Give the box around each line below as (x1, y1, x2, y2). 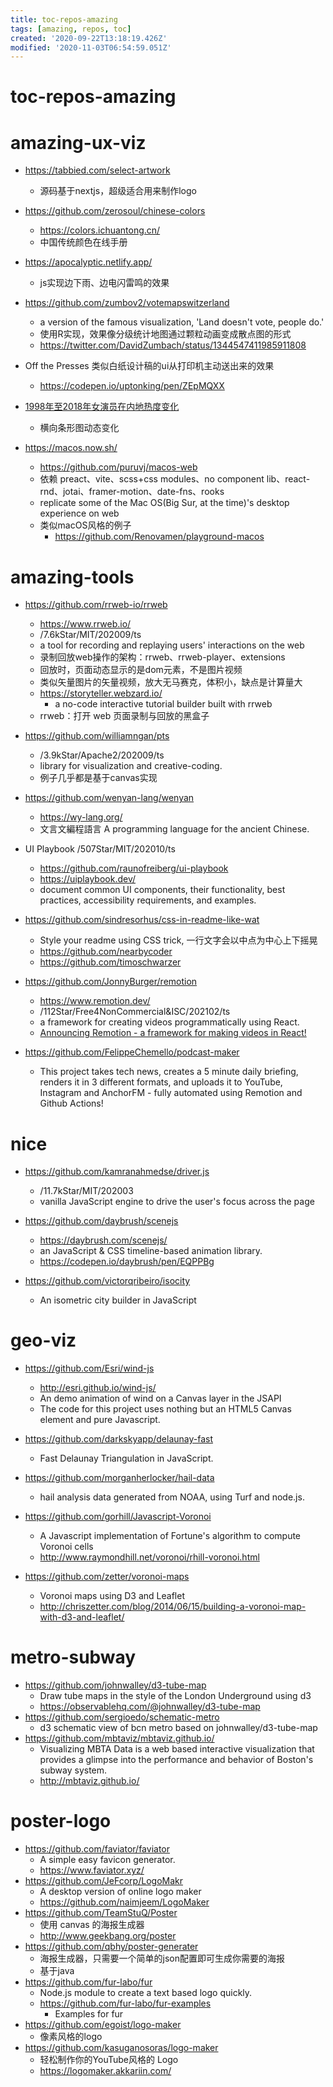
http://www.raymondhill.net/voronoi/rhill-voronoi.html (39, 1551, 260, 1563)
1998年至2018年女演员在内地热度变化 (24, 401, 180, 413)
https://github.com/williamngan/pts (24, 730, 170, 742)
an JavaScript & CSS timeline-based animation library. (39, 1245, 263, 1257)
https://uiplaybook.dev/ (39, 873, 137, 885)
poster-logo (10, 1810, 112, 1833)
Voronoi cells (39, 1541, 94, 1553)
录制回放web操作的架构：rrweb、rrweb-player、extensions (39, 651, 286, 663)
